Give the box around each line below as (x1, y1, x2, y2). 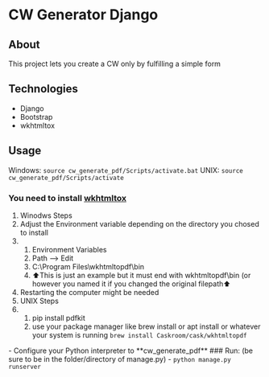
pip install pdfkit (31, 313, 86, 322)
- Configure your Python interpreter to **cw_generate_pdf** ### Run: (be (8, 346, 254, 355)
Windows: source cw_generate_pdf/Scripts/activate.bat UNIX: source (8, 165, 243, 174)
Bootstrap (19, 112, 53, 121)
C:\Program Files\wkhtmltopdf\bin (31, 261, 145, 271)
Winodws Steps (19, 211, 72, 220)
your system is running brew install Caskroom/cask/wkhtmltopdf (31, 330, 247, 339)
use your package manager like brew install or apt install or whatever (31, 322, 261, 331)
